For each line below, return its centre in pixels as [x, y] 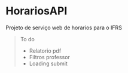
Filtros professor [49, 57]
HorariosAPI [36, 11]
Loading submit [48, 63]
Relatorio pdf [45, 51]
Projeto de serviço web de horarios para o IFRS [64, 28]
